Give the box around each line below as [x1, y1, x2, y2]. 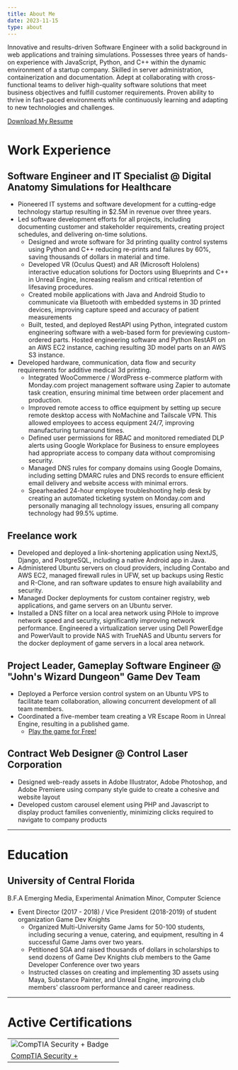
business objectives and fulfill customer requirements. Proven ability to [7, 88, 215, 96]
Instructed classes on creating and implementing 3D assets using [28, 968, 220, 976]
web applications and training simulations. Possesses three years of [7, 50, 205, 59]
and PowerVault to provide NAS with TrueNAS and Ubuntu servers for [17, 631, 222, 640]
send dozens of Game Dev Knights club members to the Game [28, 952, 211, 961]
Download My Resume [7, 117, 73, 126]
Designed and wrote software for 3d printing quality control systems [28, 238, 228, 246]
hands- [206, 50, 228, 59]
